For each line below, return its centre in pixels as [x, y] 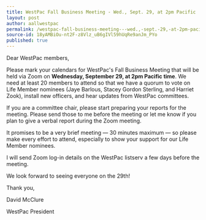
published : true [27, 40]
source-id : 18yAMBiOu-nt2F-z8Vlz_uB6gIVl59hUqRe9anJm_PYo [82, 35]
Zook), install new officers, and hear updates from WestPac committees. [97, 96]
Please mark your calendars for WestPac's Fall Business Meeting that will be [103, 70]
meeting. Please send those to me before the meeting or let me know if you [101, 114]
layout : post [23, 18]
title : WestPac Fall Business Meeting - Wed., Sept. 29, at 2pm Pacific [101, 12]
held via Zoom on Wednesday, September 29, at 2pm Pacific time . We [97, 76]
